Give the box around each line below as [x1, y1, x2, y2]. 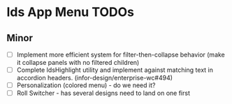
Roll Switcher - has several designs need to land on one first [16, 89, 190, 98]
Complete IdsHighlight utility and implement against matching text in [16, 66, 214, 74]
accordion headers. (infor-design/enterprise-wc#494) [16, 74, 173, 82]
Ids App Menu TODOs [6, 4, 134, 20]
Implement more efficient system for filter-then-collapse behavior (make [16, 50, 225, 59]
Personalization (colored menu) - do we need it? [16, 81, 156, 89]
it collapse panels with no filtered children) [16, 59, 140, 67]
